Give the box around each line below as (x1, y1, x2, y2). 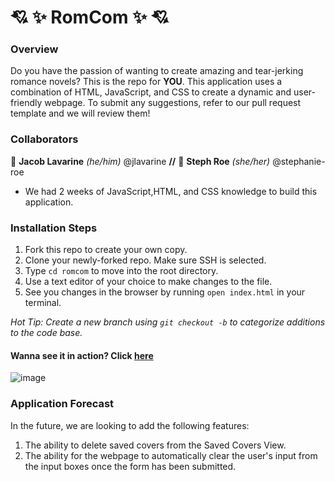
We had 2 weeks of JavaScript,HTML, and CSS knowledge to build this (24, 185, 318, 197)
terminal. (24, 297, 62, 309)
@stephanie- (272, 155, 326, 167)
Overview (10, 42, 59, 56)
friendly (10, 97, 43, 109)
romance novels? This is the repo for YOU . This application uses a (10, 76, 283, 88)
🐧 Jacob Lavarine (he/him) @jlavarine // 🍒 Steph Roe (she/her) (10, 155, 271, 167)
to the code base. (10, 327, 83, 339)
